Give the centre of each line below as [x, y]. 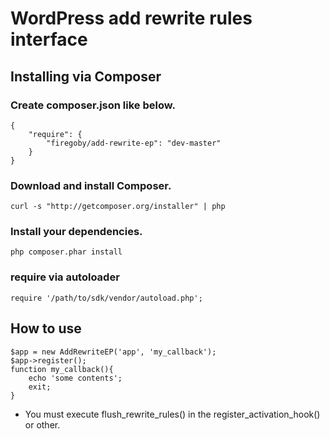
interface [49, 39]
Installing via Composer [86, 76]
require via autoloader [65, 277]
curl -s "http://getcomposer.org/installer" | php [118, 207]
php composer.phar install [66, 252]
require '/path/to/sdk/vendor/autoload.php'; [106, 298]
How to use [46, 328]
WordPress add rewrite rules [131, 18]
